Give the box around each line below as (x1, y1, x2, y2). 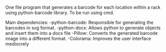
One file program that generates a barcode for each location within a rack (5, 5, 161, 10)
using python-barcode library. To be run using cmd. (5, 10, 114, 16)
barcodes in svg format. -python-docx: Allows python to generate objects (5, 25, 161, 31)
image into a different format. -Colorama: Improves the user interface (5, 35, 151, 41)
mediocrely (5, 41, 29, 47)
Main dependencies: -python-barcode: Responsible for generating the (5, 20, 154, 25)
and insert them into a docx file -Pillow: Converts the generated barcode (5, 30, 158, 36)
